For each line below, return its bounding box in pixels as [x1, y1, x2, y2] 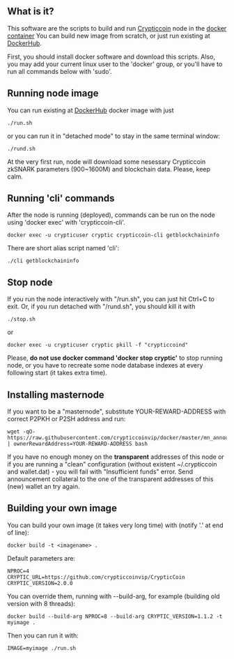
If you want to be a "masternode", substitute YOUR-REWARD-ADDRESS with [7, 407, 226, 416]
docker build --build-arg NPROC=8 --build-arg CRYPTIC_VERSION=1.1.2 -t [7, 613, 223, 620]
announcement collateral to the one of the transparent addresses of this [7, 475, 214, 483]
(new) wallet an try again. [7, 483, 80, 491]
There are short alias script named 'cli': [7, 244, 120, 252]
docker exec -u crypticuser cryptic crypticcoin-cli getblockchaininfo [7, 232, 219, 239]
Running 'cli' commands [7, 192, 115, 204]
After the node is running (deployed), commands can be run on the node [7, 211, 216, 219]
